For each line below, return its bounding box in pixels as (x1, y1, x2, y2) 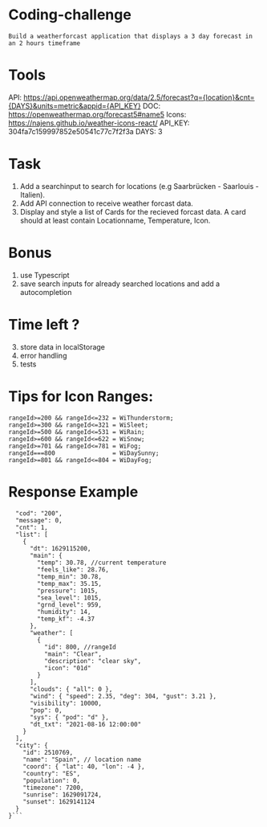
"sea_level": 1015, (37, 593, 103, 602)
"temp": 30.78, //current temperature (37, 559, 167, 567)
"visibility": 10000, (29, 699, 103, 707)
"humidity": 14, (37, 608, 91, 616)
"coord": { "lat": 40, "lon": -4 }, (22, 762, 146, 771)
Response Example (8, 482, 139, 501)
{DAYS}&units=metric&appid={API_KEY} (8, 100, 142, 110)
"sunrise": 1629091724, (22, 790, 103, 799)
